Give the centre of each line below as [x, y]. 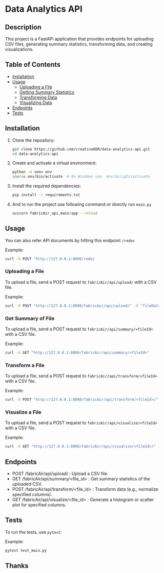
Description [23, 27]
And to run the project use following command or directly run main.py [82, 204]
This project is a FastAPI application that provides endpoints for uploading [79, 39]
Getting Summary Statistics [47, 92]
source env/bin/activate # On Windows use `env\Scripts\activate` [82, 177]
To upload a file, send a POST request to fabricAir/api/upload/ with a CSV [81, 282]
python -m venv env [32, 172]
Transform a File [25, 365]
